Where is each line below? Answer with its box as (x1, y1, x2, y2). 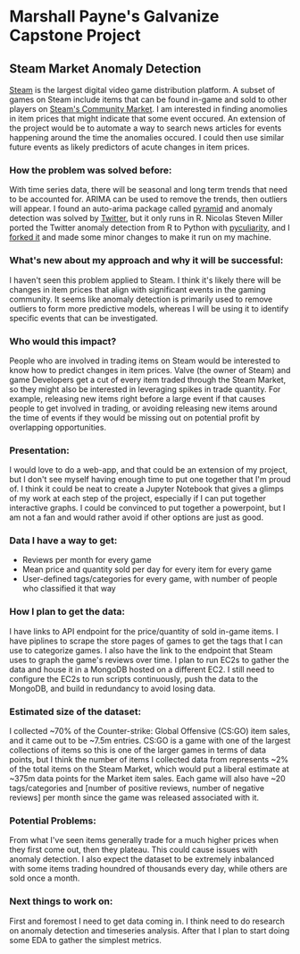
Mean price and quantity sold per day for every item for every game (21, 564, 272, 575)
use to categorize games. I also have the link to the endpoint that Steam (9, 644, 273, 655)
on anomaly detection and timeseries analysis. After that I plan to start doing (9, 924, 290, 936)
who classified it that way (21, 583, 116, 594)
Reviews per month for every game (21, 555, 152, 566)
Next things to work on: (9, 895, 113, 907)
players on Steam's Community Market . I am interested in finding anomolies (9, 104, 288, 114)
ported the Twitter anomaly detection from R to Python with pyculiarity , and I (9, 222, 290, 234)
